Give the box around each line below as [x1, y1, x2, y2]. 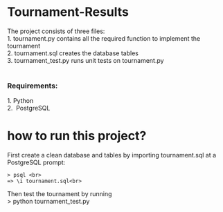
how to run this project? [7, 128, 147, 144]
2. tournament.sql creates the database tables [7, 49, 139, 57]
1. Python [7, 97, 34, 105]
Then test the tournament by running [7, 190, 112, 198]
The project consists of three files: [7, 27, 105, 35]
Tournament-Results [7, 4, 130, 20]
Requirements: [7, 81, 58, 90]
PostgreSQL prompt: [7, 158, 66, 166]
